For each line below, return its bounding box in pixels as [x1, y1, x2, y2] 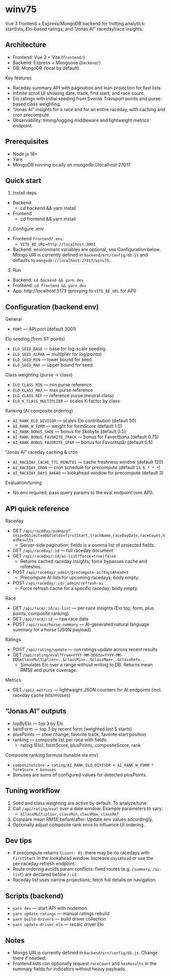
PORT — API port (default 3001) [12, 326, 77, 332]
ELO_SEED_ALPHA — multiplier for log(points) [12, 351, 103, 357]
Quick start [5, 176, 42, 185]
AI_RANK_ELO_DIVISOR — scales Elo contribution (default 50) [12, 417, 137, 424]
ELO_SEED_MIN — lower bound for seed [12, 356, 92, 362]
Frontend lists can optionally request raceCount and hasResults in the [12, 961, 157, 967]
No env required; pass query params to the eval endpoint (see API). [12, 490, 154, 496]
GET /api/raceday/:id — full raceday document [12, 547, 114, 553]
